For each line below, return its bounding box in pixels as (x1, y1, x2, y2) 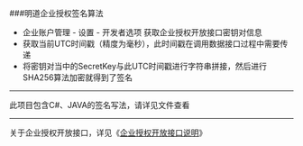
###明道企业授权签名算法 (9, 8, 104, 18)
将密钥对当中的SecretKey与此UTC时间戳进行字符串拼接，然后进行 (22, 61, 268, 71)
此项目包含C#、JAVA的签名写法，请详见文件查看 (9, 100, 190, 110)
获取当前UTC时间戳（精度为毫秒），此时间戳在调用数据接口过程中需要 (22, 39, 281, 49)
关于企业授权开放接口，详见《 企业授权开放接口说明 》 (9, 127, 207, 138)
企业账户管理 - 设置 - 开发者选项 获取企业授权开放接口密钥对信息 (22, 27, 263, 38)
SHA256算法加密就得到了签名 (22, 72, 133, 83)
